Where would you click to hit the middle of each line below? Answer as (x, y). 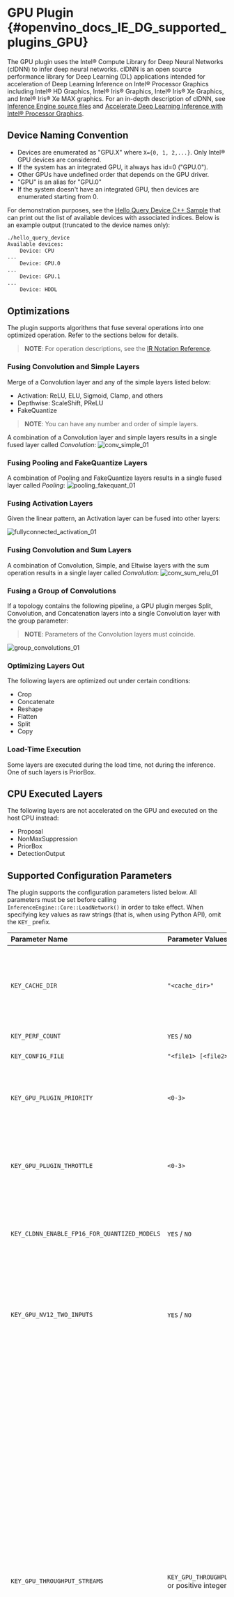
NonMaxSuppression (47, 839)
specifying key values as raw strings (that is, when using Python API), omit (114, 914)
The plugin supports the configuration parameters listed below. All (102, 892)
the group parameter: (38, 621)
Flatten (27, 717)
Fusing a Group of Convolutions (62, 591)
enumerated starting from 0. (58, 196)
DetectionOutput (41, 854)
